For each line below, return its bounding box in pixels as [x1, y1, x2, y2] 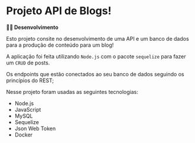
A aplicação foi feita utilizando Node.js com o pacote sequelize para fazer [6, 53, 186, 60]
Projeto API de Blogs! [6, 4, 112, 18]
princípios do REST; [6, 77, 54, 84]
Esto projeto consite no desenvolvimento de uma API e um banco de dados [6, 35, 189, 42]
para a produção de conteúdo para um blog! [6, 41, 114, 48]
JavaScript [14, 106, 41, 113]
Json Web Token [14, 125, 56, 132]
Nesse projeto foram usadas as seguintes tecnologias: [6, 88, 139, 95]
